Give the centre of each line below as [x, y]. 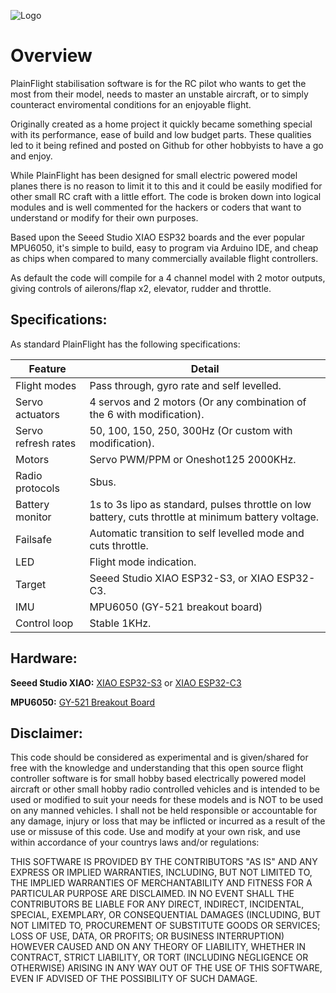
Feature [47, 368]
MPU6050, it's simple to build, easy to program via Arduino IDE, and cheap [164, 247]
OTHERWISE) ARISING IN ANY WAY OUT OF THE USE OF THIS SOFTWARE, [166, 968]
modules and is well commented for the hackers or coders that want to [156, 207]
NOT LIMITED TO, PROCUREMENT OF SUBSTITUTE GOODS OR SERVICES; [165, 926]
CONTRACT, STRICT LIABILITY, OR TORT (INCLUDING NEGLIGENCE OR [159, 957]
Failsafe [33, 539]
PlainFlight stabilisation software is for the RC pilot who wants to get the [158, 83]
